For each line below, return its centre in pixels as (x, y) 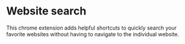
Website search (46, 11)
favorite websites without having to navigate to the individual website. (93, 34)
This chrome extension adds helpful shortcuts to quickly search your (91, 28)
